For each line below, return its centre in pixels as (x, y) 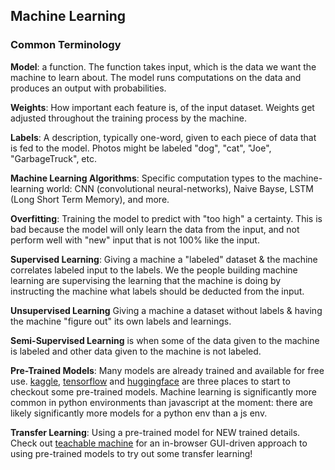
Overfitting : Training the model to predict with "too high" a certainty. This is (166, 218)
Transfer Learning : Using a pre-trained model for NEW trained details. (155, 432)
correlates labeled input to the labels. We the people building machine (154, 270)
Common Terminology (66, 45)
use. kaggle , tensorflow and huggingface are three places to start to (150, 381)
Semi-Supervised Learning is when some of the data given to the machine (165, 340)
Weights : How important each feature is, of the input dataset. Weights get (162, 107)
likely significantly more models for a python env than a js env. (139, 413)
